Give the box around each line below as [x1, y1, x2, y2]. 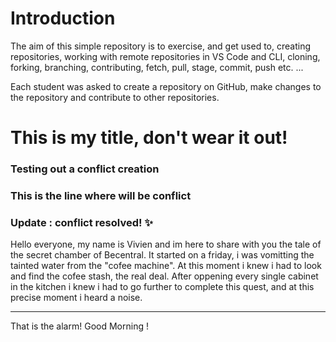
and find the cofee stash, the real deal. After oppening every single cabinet [10, 270, 319, 282]
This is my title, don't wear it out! [10, 127, 288, 149]
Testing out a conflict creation [10, 162, 160, 176]
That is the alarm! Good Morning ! [10, 320, 149, 332]
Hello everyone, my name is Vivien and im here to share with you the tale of [10, 238, 322, 251]
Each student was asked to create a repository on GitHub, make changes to [10, 80, 322, 92]
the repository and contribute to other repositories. [10, 91, 220, 103]
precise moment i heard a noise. [10, 292, 143, 304]
